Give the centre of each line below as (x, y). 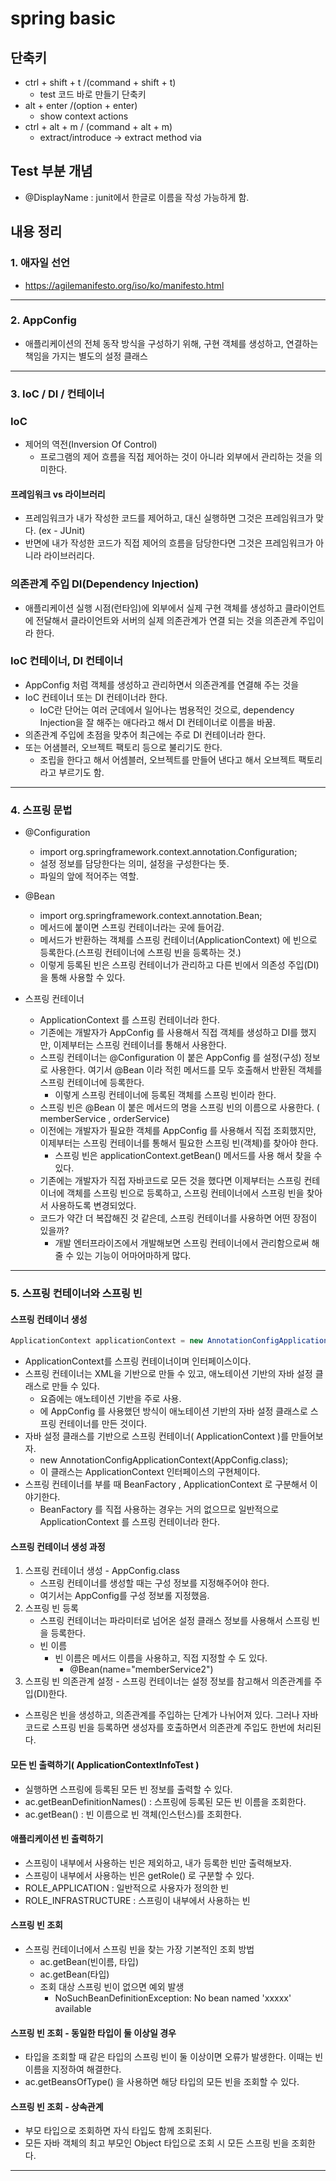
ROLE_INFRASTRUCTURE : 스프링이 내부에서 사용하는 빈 (137, 1900)
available (73, 2008)
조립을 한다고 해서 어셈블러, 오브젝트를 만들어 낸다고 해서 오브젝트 (168, 759)
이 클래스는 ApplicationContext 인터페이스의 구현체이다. (150, 1472)
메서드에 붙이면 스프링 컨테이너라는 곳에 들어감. (132, 928)
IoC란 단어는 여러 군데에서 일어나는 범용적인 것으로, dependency (167, 709)
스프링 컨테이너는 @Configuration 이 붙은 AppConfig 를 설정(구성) (170, 1058)
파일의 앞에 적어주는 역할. (89, 876)
